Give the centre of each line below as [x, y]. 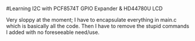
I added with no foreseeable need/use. [53, 32]
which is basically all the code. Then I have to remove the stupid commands [98, 26]
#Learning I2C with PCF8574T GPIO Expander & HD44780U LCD [85, 8]
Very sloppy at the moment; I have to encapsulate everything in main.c [91, 20]
